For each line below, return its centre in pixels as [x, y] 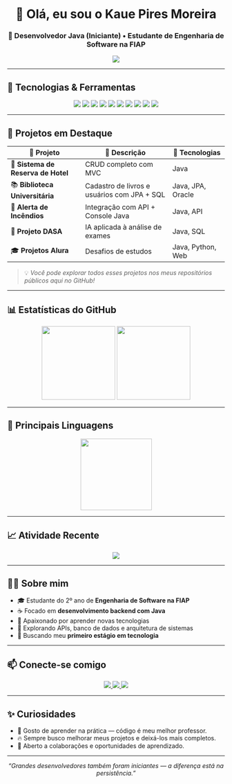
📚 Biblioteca [32, 185]
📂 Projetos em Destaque [60, 133]
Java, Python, [194, 247]
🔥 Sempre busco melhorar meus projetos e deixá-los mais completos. [116, 738]
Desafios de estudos [118, 251]
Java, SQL [189, 231]
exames [98, 236]
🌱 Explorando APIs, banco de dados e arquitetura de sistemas [105, 628]
